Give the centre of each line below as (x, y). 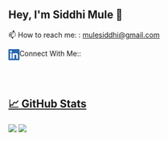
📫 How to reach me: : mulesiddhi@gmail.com (84, 35)
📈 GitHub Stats (47, 104)
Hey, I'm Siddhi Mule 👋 (66, 15)
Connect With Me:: (50, 53)
